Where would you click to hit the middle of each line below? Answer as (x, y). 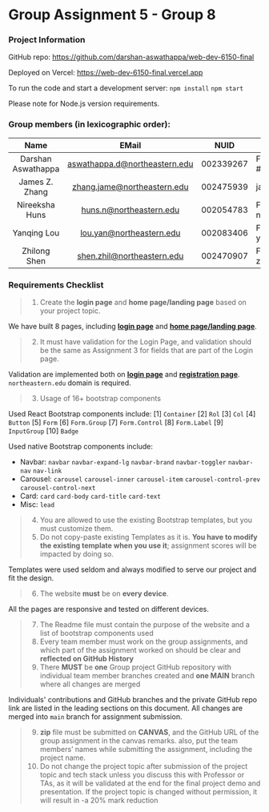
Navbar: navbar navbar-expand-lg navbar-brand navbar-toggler (123, 462)
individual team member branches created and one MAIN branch (147, 676)
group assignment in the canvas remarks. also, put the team (139, 741)
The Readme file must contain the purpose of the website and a (145, 625)
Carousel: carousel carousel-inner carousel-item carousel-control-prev (140, 479)
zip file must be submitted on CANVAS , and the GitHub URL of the (149, 732)
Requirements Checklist (56, 284)
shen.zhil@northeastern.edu (130, 255)
